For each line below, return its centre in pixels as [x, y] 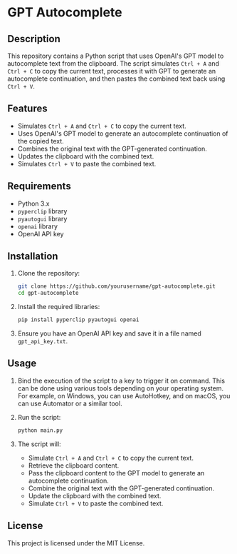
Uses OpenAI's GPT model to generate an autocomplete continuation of [123, 134]
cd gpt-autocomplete [48, 293]
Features [27, 109]
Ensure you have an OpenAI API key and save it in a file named [109, 333]
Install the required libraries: [59, 307]
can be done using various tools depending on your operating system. [121, 388]
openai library [38, 226]
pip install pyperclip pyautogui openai [78, 320]
